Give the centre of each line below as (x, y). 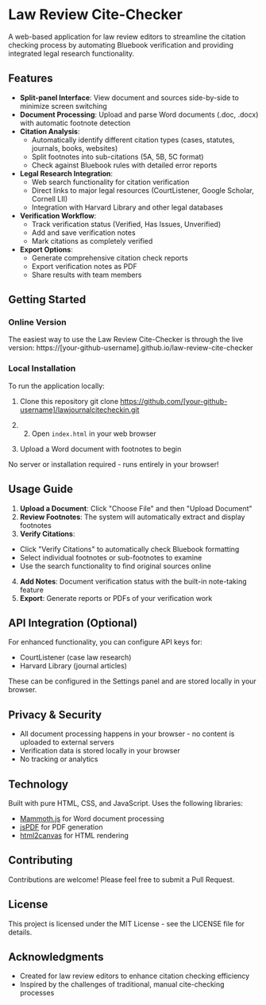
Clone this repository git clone (69, 401)
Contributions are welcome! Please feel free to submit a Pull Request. (121, 880)
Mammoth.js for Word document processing (92, 818)
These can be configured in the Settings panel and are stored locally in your (132, 681)
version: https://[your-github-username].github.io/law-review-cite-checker (131, 348)
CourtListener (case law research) (75, 657)
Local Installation (42, 368)
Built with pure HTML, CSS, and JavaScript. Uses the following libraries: (126, 803)
